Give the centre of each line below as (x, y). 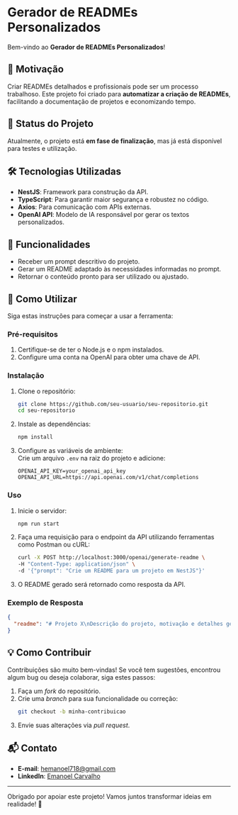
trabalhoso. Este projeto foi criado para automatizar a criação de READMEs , (119, 94)
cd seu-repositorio (46, 411)
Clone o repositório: (46, 391)
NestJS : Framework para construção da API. (83, 192)
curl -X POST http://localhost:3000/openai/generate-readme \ (111, 558)
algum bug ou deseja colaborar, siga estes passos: (81, 677)
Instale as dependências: (54, 424)
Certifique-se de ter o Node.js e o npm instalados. (91, 350)
